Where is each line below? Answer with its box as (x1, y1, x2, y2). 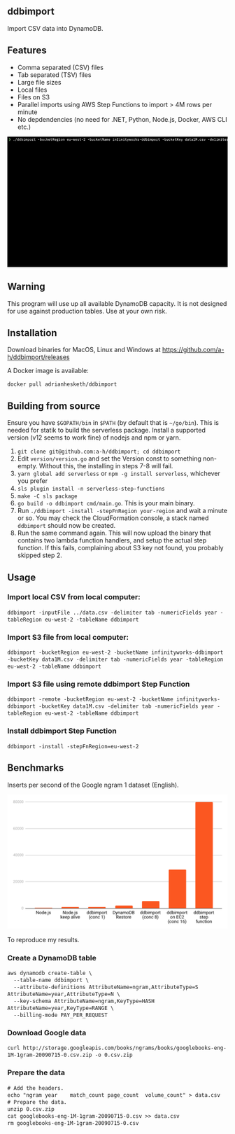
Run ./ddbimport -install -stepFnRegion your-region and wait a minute (17, 507, 228, 515)
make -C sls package (17, 493, 78, 500)
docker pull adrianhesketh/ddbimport (7, 381, 117, 388)
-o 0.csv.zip (94, 1051, 133, 1059)
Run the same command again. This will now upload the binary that (17, 528, 211, 538)
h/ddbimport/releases (7, 353, 70, 361)
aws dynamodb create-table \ (7, 969, 92, 976)
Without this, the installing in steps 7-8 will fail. (38, 462, 173, 470)
